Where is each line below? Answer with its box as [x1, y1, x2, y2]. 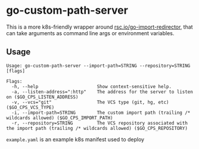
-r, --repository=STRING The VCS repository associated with [11, 120, 188, 126]
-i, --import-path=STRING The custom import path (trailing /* [11, 110, 191, 116]
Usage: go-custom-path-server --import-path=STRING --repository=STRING [6, 63, 191, 69]
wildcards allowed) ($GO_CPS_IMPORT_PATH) [6, 114, 113, 121]
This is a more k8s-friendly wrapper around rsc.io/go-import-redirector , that [6, 23, 193, 30]
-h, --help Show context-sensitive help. [11, 83, 172, 89]
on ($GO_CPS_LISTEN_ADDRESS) [6, 94, 79, 100]
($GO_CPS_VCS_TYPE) [6, 104, 55, 110]
